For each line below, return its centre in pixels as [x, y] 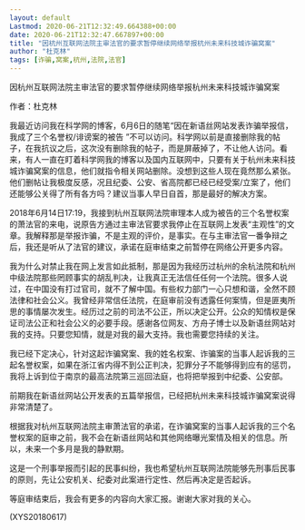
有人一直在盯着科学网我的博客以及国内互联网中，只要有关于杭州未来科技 [160, 159]
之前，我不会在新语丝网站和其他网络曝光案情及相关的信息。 [168, 437]
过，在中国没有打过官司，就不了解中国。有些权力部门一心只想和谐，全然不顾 [152, 289]
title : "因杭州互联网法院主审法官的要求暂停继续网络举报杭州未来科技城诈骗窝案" [143, 43]
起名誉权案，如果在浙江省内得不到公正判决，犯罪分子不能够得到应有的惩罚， [152, 365]
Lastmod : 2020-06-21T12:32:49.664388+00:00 [93, 26]
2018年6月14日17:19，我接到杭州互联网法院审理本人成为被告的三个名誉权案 [149, 213]
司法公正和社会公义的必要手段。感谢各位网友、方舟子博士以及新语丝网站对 [156, 323]
